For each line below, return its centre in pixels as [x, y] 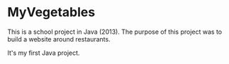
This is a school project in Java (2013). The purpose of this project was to [115, 32]
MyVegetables [51, 12]
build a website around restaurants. [59, 39]
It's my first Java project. [44, 53]
